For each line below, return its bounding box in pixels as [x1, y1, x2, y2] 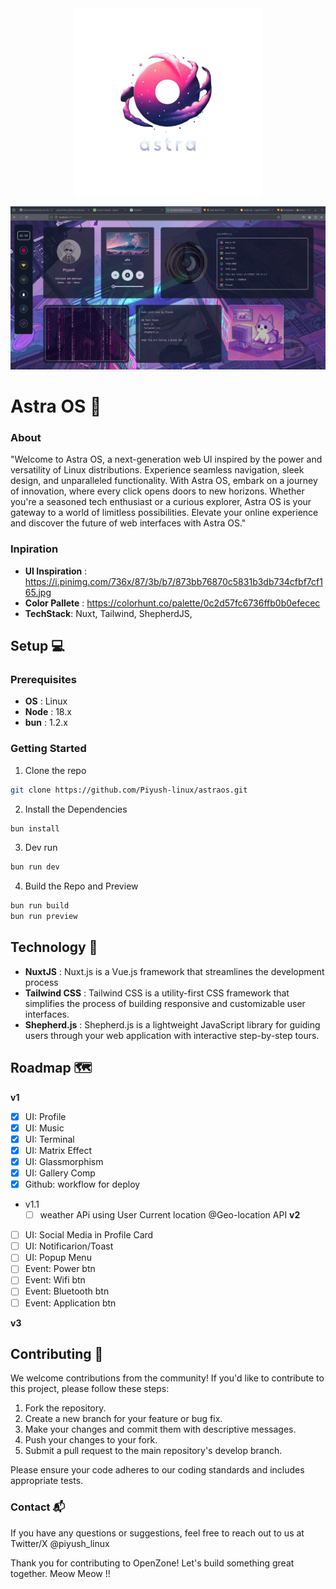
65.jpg [24, 586, 52, 598]
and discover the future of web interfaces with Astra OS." [10, 517, 247, 529]
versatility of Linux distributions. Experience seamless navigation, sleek [10, 464, 305, 476]
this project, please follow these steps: [10, 1383, 170, 1395]
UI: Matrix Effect [24, 1144, 92, 1156]
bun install [10, 823, 60, 834]
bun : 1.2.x [24, 717, 68, 729]
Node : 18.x [24, 706, 72, 718]
